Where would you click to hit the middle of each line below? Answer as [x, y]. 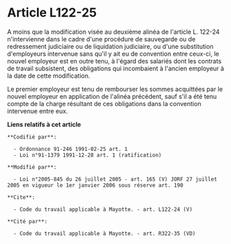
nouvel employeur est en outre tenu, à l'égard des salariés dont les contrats [114, 61]
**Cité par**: [28, 221]
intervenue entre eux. [38, 111]
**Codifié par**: [32, 137]
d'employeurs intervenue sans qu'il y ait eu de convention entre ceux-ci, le [113, 54]
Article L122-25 [52, 13]
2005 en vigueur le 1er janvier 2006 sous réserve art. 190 [96, 185]
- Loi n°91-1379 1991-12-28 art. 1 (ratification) [88, 155]
